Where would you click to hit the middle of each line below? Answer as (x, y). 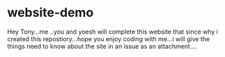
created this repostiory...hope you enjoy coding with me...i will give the (109, 38)
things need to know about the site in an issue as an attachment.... (102, 46)
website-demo (51, 13)
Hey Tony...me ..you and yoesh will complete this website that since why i (113, 32)
